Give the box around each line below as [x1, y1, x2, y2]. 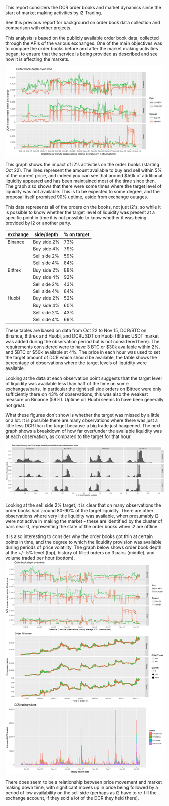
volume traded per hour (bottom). [5, 555, 75, 561]
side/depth [34, 231, 58, 238]
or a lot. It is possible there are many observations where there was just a [5, 417, 158, 423]
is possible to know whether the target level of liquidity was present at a [5, 209, 155, 215]
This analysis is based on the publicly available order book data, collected [5, 35, 159, 41]
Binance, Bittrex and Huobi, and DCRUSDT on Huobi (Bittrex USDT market [5, 333, 159, 339]
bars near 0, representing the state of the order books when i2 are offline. [5, 524, 159, 530]
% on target [64, 231, 90, 238]
